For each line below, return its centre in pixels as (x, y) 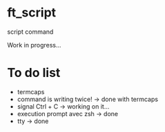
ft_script (32, 13)
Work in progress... (34, 45)
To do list (34, 73)
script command (30, 32)
